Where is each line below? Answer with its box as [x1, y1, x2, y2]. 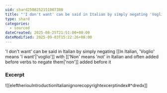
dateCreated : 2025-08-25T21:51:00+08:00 [5, 30, 90, 35]
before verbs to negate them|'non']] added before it [5, 59, 111, 65]
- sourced [9, 26, 30, 31]
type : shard [5, 16, 30, 21]
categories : [5, 21, 30, 26]
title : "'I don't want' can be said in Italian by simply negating [5, 12, 148, 17]
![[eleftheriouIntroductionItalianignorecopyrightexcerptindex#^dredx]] [5, 83, 148, 89]
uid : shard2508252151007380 [5, 7, 64, 12]
